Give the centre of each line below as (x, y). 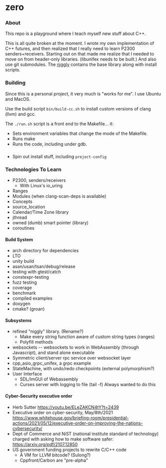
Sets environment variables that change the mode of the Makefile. (80, 133)
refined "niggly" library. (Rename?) (48, 332)
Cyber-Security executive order (39, 396)
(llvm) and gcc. (21, 114)
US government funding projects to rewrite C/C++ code (69, 450)
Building (15, 83)
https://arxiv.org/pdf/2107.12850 (45, 444)
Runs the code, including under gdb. (50, 144)
